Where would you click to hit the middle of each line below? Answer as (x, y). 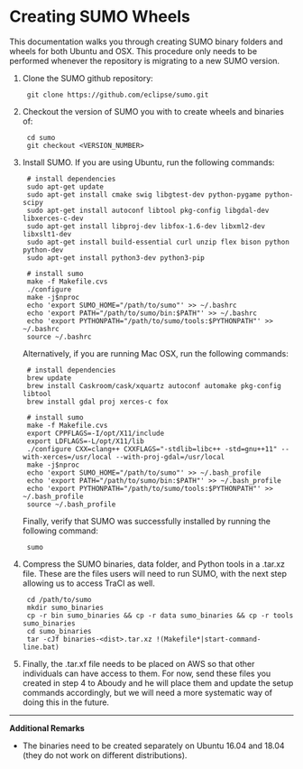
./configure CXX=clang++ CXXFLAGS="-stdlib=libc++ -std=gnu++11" (152, 449)
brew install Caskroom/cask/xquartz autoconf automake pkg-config (154, 385)
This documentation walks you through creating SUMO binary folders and (146, 42)
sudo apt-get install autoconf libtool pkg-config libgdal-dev (148, 210)
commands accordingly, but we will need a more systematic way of (147, 692)
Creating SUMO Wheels (100, 17)
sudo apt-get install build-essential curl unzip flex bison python (158, 242)
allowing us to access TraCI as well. (89, 583)
